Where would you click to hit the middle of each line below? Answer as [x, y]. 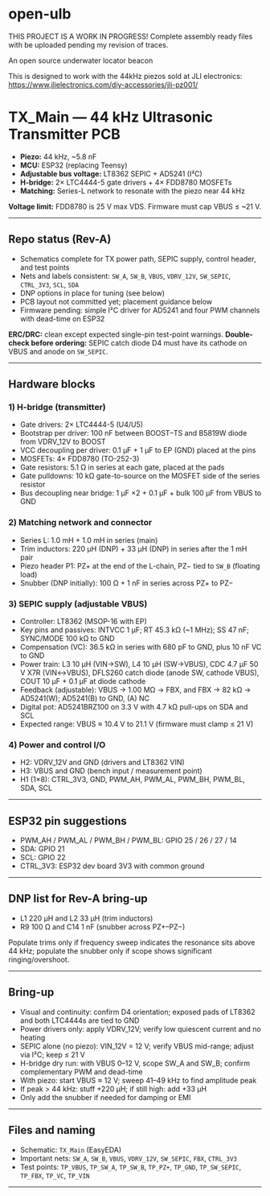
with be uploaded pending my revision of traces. [88, 44]
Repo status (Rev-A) [60, 240]
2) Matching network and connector [80, 523]
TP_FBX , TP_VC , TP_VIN [55, 1175]
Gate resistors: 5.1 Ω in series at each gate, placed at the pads [122, 467]
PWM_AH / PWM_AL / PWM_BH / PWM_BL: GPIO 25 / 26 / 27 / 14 [128, 840]
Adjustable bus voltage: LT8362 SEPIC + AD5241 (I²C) [111, 173]
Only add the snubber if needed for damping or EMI [105, 1097]
